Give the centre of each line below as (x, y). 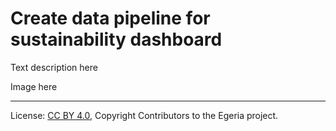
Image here (34, 86)
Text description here (54, 67)
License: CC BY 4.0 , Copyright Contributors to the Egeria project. (144, 115)
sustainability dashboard (116, 39)
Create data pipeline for (110, 18)
